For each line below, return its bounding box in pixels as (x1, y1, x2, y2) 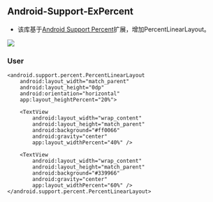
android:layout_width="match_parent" (20, 78, 130, 85)
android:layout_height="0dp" (20, 84, 105, 92)
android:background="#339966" (32, 170, 120, 177)
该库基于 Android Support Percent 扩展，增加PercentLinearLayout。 (17, 24, 211, 34)
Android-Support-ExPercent (7, 6, 134, 17)
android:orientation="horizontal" (20, 90, 120, 97)
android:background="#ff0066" (32, 127, 120, 134)
